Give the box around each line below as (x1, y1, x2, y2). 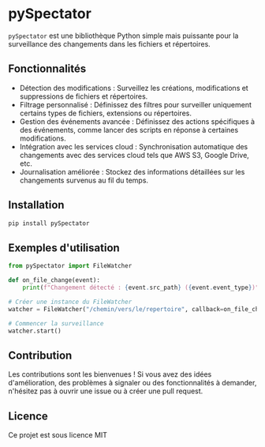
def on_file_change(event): (8, 276, 101, 284)
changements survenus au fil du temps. (19, 175, 148, 185)
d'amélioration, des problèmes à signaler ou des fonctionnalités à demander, (8, 378, 257, 388)
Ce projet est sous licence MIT (8, 430, 108, 439)
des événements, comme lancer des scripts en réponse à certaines (19, 125, 239, 134)
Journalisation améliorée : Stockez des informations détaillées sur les (19, 167, 245, 176)
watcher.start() (8, 327, 62, 335)
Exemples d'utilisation (8, 241, 120, 254)
